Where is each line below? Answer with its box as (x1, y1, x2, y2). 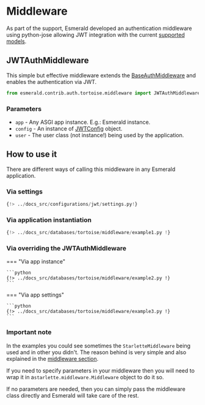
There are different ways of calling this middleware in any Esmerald (6, 165, 176, 173)
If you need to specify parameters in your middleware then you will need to (6, 366, 195, 374)
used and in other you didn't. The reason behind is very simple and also (6, 348, 187, 356)
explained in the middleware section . (6, 355, 99, 362)
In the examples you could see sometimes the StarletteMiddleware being (6, 342, 191, 349)
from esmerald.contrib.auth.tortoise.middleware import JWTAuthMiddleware (6, 90, 201, 96)
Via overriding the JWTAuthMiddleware (6, 244, 127, 252)
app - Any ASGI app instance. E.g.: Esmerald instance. (15, 118, 151, 126)
